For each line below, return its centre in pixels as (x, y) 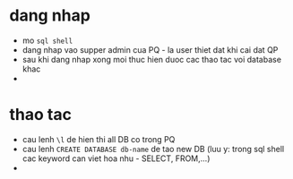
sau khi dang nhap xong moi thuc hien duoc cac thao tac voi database (152, 59)
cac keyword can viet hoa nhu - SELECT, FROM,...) (116, 158)
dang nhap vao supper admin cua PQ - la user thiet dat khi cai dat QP (150, 49)
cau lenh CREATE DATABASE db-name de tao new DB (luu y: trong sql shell (153, 149)
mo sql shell (47, 40)
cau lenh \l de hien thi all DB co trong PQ (99, 139)
